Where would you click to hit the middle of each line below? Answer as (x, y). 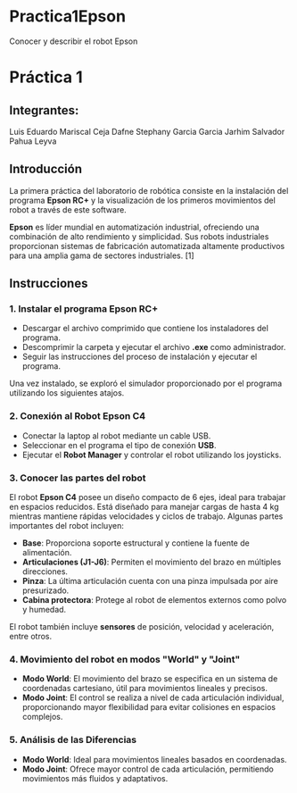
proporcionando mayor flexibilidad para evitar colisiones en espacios (149, 707)
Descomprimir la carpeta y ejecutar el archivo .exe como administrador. (154, 347)
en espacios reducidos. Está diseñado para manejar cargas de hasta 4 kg (144, 507)
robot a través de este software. (68, 209)
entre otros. (30, 637)
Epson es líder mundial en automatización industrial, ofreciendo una (135, 227)
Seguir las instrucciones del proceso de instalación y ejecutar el (140, 357)
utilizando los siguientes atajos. (67, 393)
